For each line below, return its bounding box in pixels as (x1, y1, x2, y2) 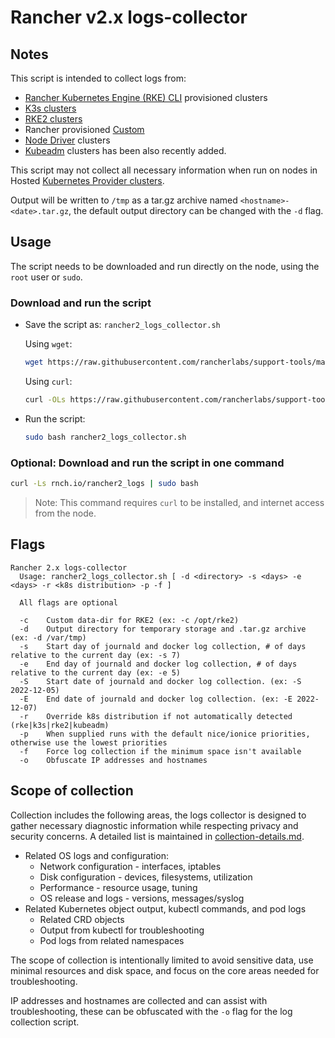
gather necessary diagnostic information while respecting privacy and (10, 819, 299, 831)
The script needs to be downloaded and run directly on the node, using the (10, 260, 320, 272)
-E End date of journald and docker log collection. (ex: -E (19, 694, 293, 704)
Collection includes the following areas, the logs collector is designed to (10, 809, 307, 821)
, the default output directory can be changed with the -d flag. (68, 205, 324, 216)
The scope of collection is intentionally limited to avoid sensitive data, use (10, 954, 314, 966)
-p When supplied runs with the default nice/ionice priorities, (19, 729, 311, 739)
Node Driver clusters (24, 134, 111, 146)
